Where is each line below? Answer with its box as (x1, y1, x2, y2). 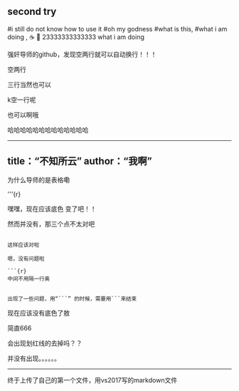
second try (7, 6, 57, 18)
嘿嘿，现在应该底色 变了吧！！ (7, 204, 97, 213)
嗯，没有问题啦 (7, 255, 45, 262)
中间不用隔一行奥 (7, 275, 51, 282)
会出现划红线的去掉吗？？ (7, 338, 83, 348)
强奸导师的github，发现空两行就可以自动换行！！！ (7, 50, 157, 58)
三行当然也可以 (7, 80, 51, 88)
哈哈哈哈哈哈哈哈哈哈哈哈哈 (7, 125, 89, 134)
